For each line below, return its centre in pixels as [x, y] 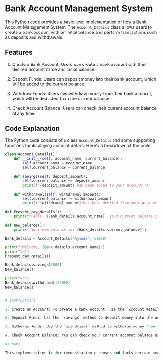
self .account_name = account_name [57, 163]
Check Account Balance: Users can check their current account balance [84, 108]
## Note [13, 344]
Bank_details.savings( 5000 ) [33, 265]
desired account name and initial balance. [54, 69]
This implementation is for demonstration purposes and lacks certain [78, 353]
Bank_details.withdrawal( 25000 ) [38, 283]
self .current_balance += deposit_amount [64, 181]
